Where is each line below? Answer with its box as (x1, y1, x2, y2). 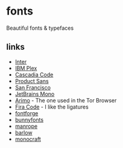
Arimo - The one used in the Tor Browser (14, 96, 117, 104)
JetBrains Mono (14, 90, 55, 98)
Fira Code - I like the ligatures (14, 103, 89, 110)
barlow (14, 129, 33, 136)
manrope (14, 123, 38, 130)
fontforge (14, 109, 39, 116)
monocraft (14, 135, 41, 143)
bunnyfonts (14, 116, 44, 123)
